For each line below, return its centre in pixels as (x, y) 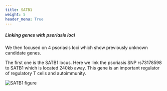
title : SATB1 (19, 10)
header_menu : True (24, 19)
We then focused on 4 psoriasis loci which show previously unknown (76, 47)
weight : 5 (16, 14)
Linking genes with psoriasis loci (40, 35)
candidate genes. (23, 53)
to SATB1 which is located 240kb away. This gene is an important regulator (82, 68)
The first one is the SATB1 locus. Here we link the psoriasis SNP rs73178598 (83, 62)
